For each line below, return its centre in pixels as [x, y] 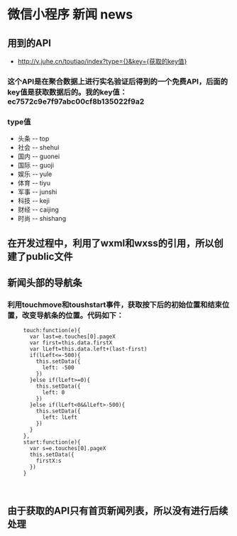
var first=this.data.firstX [71, 343]
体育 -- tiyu [34, 183]
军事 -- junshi [37, 192]
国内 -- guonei [39, 156]
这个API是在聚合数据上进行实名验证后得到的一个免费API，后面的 [118, 81]
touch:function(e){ [52, 331]
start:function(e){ [52, 442]
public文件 [49, 256]
